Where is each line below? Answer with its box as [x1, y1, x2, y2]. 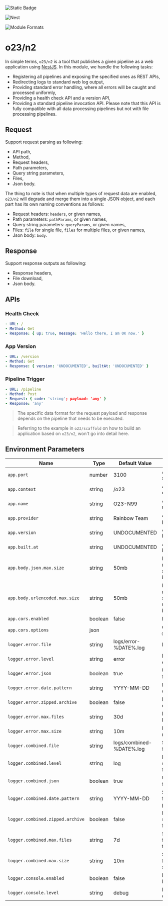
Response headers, [12, 269, 52, 276]
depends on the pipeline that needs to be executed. [17, 415, 124, 421]
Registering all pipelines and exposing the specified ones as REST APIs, [12, 73, 160, 79]
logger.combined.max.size [7, 858, 69, 864]
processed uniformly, [12, 89, 56, 96]
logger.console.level [7, 890, 59, 896]
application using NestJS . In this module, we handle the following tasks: [5, 63, 153, 70]
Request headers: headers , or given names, [12, 211, 101, 217]
